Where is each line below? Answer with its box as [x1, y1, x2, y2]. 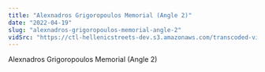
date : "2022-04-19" [8, 19, 73, 27]
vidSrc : [8, 33, 34, 41]
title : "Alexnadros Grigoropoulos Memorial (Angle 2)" [8, 11, 192, 20]
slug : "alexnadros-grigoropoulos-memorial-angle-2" [8, 26, 181, 34]
